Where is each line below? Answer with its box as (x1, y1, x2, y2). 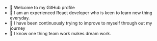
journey (9, 25, 26, 31)
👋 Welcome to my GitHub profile (9, 5, 75, 10)
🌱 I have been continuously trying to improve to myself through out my (9, 20, 153, 26)
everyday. (9, 15, 30, 20)
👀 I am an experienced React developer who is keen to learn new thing (9, 10, 153, 16)
